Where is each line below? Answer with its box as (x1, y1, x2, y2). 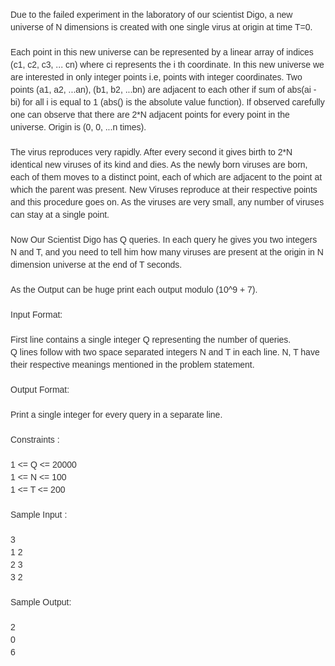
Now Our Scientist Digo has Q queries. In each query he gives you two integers (10, 234, 318, 245)
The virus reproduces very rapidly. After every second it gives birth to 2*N (10, 147, 293, 158)
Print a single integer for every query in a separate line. (10, 409, 223, 420)
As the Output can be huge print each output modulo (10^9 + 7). (10, 284, 258, 295)
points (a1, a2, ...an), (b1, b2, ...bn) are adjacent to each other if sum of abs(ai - (10, 84, 317, 95)
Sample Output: (10, 597, 72, 608)
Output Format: (10, 384, 70, 395)
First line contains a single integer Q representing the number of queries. (10, 334, 292, 345)
